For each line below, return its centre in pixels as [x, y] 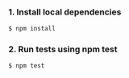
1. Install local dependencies [65, 12]
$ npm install [32, 29]
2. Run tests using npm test [63, 49]
